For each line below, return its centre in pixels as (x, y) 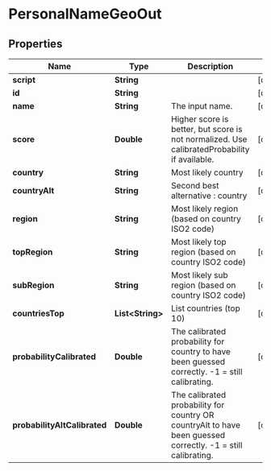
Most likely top (199, 242)
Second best (195, 186)
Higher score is (200, 119)
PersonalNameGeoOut (85, 14)
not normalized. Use (209, 139)
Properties (35, 44)
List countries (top (205, 308)
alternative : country (209, 196)
